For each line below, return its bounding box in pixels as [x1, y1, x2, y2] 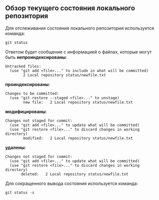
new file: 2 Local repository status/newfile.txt [23, 99, 133, 104]
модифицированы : [5, 108, 47, 114]
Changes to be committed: [5, 91, 59, 96]
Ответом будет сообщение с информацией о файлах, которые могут [5, 48, 152, 54]
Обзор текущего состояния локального [5, 4, 135, 12]
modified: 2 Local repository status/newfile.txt [23, 135, 133, 140]
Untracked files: [5, 63, 41, 69]
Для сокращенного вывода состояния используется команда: [5, 180, 138, 186]
